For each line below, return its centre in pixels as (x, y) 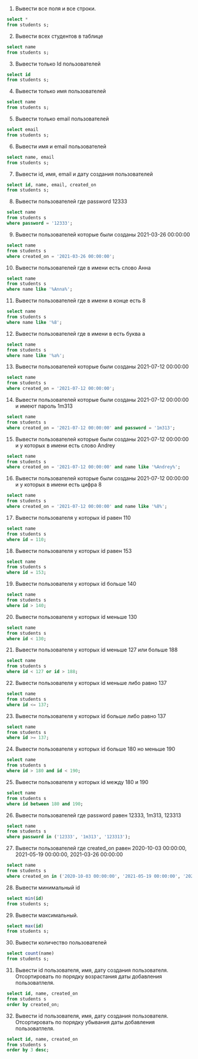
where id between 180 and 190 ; (45, 804)
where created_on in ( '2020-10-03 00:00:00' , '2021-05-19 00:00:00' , (94, 876)
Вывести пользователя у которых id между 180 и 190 (82, 782)
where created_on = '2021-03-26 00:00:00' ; (61, 256)
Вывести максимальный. (46, 915)
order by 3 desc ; (28, 1050)
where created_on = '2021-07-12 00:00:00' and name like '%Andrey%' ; (94, 467)
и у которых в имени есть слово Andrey (65, 445)
